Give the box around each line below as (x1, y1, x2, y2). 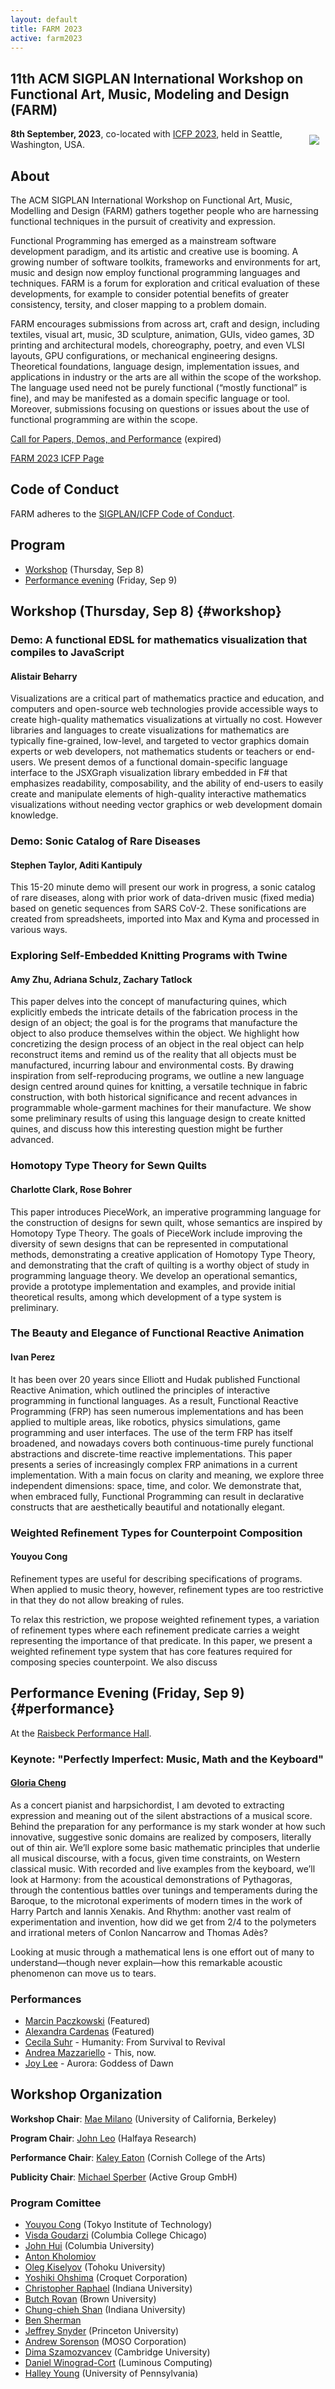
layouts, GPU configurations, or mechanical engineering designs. (10, 350, 278, 361)
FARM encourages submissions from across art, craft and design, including (10, 318, 320, 330)
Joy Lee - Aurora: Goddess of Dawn (24, 2057, 174, 2069)
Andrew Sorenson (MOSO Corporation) (24, 2336, 187, 2348)
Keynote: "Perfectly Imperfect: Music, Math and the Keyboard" (10, 1752, 325, 1766)
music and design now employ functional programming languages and (10, 267, 301, 278)
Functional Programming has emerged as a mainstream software (10, 235, 277, 246)
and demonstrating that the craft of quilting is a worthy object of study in (10, 1259, 310, 1271)
